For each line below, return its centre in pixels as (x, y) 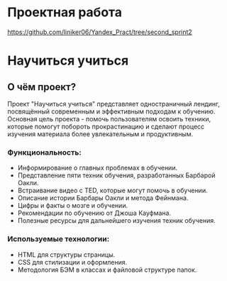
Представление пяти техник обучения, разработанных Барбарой (116, 175)
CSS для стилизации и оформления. (72, 262)
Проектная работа (65, 12)
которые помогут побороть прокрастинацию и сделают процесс (106, 126)
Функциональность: (44, 152)
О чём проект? (42, 87)
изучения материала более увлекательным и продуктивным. (100, 134)
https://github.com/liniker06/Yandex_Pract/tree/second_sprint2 (100, 32)
